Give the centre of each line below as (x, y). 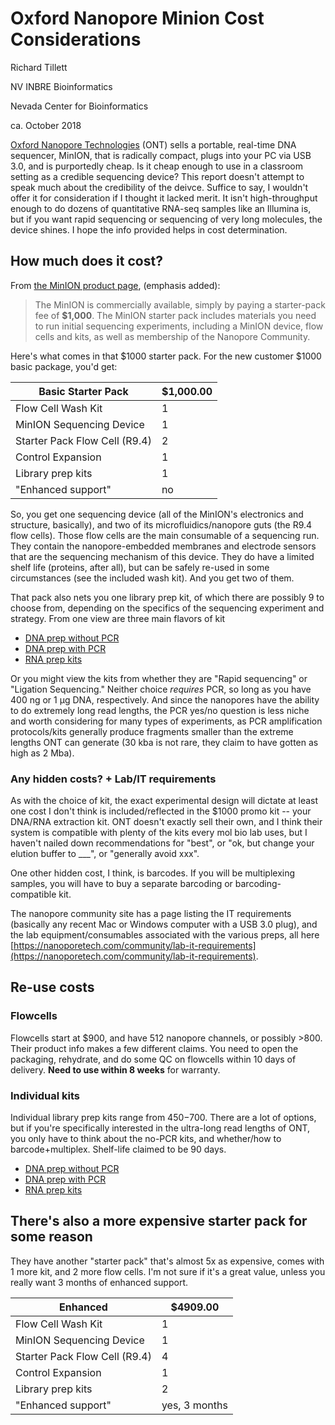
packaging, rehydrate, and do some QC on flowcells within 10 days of (153, 1059)
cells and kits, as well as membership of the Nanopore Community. (172, 336)
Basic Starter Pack (83, 391)
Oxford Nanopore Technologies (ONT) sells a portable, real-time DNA (153, 144)
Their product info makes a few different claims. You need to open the (154, 1048)
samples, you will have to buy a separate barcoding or (121, 884)
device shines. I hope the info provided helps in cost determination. (149, 229)
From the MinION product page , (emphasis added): (115, 285)
